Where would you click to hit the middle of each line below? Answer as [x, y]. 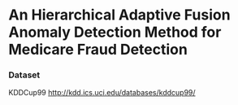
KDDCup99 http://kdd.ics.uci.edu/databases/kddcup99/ [102, 93]
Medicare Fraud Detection [98, 50]
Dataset [24, 75]
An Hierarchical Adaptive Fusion [119, 15]
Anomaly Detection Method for [115, 32]
